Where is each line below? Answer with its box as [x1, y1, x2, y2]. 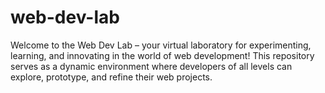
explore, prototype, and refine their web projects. [10, 71, 213, 83]
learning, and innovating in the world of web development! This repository [10, 49, 315, 61]
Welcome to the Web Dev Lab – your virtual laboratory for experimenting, [10, 39, 312, 51]
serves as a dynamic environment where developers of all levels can [10, 60, 293, 72]
